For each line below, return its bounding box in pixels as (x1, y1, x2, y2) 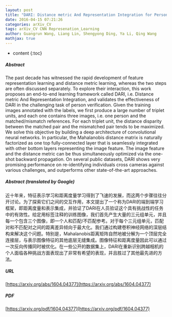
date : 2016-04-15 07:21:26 (5, 17, 63, 22)
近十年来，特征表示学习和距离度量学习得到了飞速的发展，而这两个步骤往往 (5, 192, 162, 198)
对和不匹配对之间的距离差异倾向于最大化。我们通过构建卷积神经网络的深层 (5, 224, 162, 230)
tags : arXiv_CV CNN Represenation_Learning (5, 27, 100, 32)
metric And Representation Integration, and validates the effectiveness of (5, 96, 160, 102)
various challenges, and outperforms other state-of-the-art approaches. (5, 167, 158, 173)
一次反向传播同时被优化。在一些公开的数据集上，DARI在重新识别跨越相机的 (5, 243, 164, 250)
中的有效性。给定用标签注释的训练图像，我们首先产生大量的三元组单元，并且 (5, 211, 167, 217)
